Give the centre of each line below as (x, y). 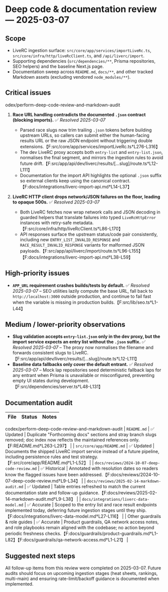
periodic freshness (25, 534)
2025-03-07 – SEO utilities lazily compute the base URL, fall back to (82, 291)
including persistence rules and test (42, 457)
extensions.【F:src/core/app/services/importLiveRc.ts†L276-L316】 (90, 146)
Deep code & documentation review (81, 9)
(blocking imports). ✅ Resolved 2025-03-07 (59, 120)
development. (75, 381)
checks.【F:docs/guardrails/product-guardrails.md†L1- (102, 534)
